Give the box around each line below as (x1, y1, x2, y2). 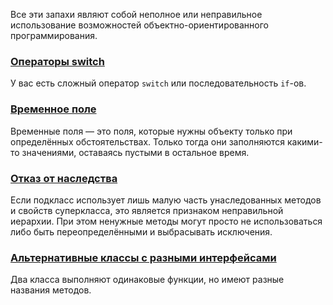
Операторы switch (10, 54, 105, 68)
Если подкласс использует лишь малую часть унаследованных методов (10, 194, 322, 206)
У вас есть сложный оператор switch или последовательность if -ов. (10, 77, 307, 89)
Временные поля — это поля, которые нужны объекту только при (10, 125, 293, 137)
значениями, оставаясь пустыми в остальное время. (21, 146, 250, 158)
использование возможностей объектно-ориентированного (10, 19, 270, 31)
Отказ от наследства (10, 171, 118, 185)
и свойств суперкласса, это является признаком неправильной (10, 204, 284, 216)
